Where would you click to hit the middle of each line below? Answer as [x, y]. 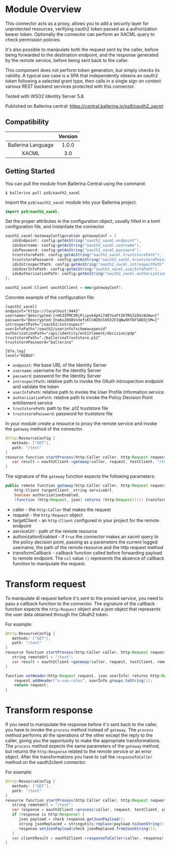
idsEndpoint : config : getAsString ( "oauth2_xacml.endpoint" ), [77, 241]
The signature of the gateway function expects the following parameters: [80, 476]
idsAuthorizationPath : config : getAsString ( [58, 274]
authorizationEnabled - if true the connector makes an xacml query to [86, 536]
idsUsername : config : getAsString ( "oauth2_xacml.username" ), [77, 246]
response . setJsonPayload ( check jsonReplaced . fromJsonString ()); [88, 829]
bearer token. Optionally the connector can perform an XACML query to [80, 34]
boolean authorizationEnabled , [47, 495]
